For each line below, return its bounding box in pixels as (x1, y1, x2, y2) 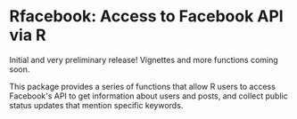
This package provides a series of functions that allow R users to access (9, 81, 276, 91)
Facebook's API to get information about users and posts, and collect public (9, 91, 288, 101)
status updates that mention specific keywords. (9, 99, 184, 110)
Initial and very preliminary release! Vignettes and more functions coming (9, 54, 278, 65)
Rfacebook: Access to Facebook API (9, 6, 284, 27)
